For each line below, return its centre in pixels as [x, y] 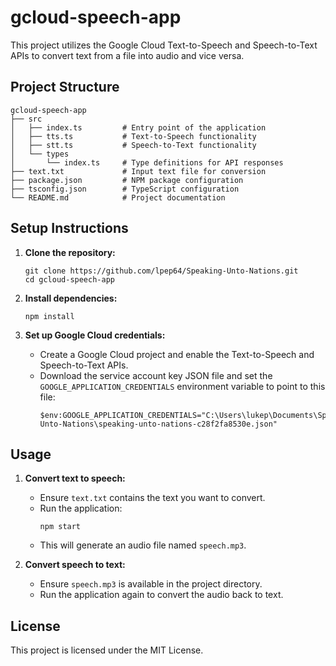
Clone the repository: [70, 252]
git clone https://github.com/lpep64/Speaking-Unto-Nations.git [161, 271]
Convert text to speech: [75, 478]
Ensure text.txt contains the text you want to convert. [152, 498]
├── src [26, 119]
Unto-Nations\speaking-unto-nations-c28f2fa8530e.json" [158, 424]
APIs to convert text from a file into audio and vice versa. [127, 55]
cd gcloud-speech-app [69, 279]
